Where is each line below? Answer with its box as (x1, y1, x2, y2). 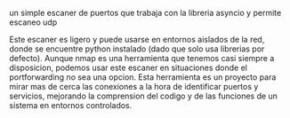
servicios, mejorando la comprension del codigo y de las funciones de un (9, 90, 278, 101)
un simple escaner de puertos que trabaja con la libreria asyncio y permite (9, 8, 282, 18)
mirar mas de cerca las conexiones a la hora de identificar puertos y (9, 82, 259, 91)
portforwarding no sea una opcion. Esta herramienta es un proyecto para (9, 72, 277, 83)
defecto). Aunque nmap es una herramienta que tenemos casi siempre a (9, 53, 275, 63)
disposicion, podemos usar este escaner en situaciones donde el (9, 62, 247, 73)
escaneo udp (9, 17, 58, 28)
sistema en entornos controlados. (9, 100, 133, 110)
